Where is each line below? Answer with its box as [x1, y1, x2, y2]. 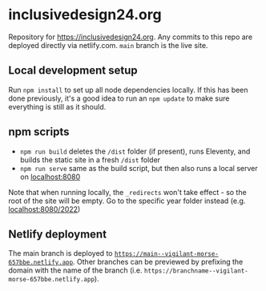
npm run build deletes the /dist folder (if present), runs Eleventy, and [19, 146, 251, 156]
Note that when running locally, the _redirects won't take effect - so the [8, 187, 247, 197]
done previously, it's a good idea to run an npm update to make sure [8, 94, 230, 103]
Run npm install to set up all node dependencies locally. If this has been [8, 85, 248, 94]
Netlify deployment [8, 227, 107, 241]
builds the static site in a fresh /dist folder [19, 154, 161, 165]
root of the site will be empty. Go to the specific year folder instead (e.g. [8, 196, 246, 205]
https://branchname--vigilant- [143, 267, 248, 275]
